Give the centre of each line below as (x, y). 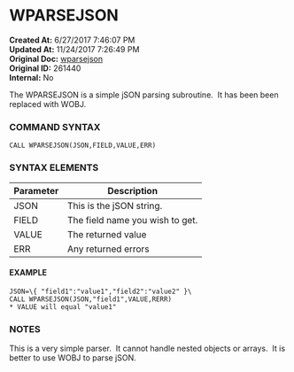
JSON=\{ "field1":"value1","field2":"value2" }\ (101, 291)
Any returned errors (108, 249)
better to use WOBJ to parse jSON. (73, 358)
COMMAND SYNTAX (55, 127)
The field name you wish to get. (132, 220)
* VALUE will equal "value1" (63, 306)
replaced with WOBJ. (48, 104)
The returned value (107, 234)
